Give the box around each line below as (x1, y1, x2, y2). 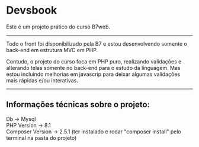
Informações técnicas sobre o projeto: (6, 100, 150, 110)
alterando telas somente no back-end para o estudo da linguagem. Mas (6, 64, 181, 71)
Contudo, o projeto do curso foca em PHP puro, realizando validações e (6, 57, 182, 65)
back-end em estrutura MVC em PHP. (6, 46, 98, 53)
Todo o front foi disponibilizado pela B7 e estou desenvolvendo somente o (6, 40, 188, 47)
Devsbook (6, 4, 57, 17)
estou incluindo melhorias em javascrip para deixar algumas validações (6, 71, 181, 78)
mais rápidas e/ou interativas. (6, 76, 78, 84)
